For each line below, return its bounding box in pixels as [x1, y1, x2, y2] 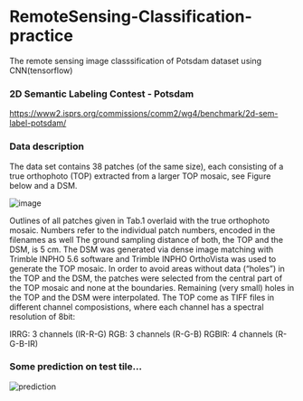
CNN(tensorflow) [9, 65, 73, 76]
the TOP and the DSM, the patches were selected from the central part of [9, 273, 283, 284]
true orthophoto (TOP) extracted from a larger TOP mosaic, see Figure [9, 170, 271, 182]
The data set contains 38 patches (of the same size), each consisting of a [9, 161, 284, 172]
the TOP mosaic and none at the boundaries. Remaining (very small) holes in [9, 282, 295, 293]
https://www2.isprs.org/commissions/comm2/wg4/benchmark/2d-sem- [9, 108, 279, 119]
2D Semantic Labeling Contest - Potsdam [9, 88, 194, 100]
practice [9, 25, 74, 46]
